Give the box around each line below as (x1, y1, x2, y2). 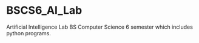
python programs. (6, 29, 52, 36)
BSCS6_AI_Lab (6, 4, 83, 17)
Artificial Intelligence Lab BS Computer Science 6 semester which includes (6, 23, 193, 30)
